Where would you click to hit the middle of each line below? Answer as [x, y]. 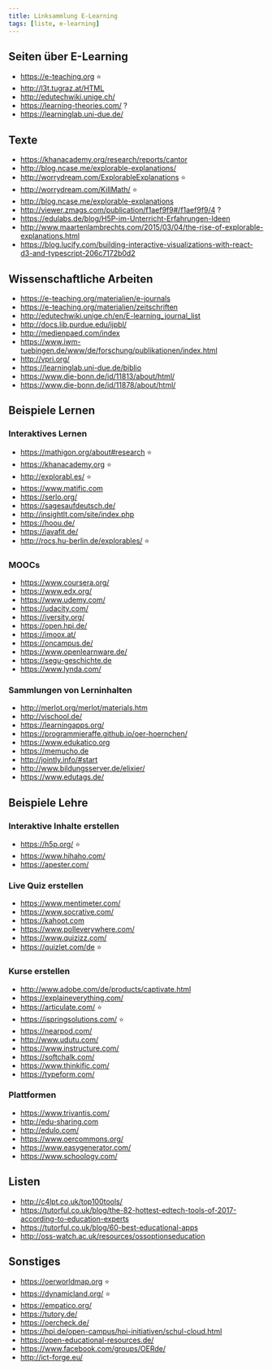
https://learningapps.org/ [62, 725]
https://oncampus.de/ [56, 643]
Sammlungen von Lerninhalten [70, 690]
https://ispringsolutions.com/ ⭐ [72, 1019]
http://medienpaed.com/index [70, 333]
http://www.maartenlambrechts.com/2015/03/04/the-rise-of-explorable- [142, 227]
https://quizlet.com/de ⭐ [61, 947]
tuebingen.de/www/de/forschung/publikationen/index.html [119, 350]
